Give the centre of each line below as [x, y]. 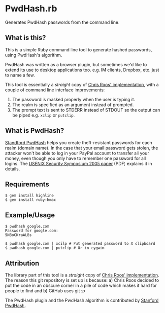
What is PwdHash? [35, 131]
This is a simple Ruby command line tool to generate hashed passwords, [79, 49]
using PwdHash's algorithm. [34, 55]
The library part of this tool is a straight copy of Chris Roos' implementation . [82, 275]
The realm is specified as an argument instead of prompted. [73, 105]
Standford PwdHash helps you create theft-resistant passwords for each [79, 142]
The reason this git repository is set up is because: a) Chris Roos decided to [82, 280]
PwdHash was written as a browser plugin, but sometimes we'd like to [76, 64]
